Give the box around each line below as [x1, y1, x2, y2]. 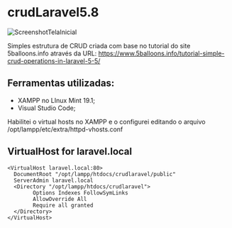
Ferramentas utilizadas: [7, 77, 115, 89]
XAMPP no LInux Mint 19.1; [17, 96, 96, 104]
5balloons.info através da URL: [7, 49, 97, 58]
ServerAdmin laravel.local [13, 177, 94, 184]
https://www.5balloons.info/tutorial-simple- [98, 49, 225, 58]
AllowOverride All [33, 195, 87, 202]
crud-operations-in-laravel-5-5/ [7, 56, 101, 65]
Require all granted [33, 202, 94, 209]
